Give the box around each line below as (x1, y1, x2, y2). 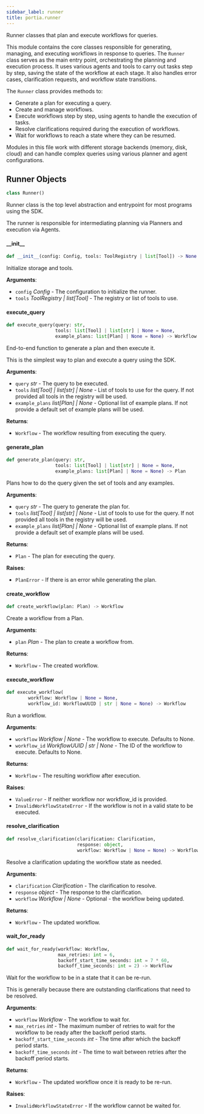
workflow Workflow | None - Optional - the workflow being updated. (15, 894, 185, 902)
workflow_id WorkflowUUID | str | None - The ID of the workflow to (15, 741, 183, 749)
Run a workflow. (6, 712, 47, 719)
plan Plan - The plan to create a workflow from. (15, 638, 134, 645)
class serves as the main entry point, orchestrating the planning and (6, 56, 177, 63)
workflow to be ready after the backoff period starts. (15, 1029, 147, 1037)
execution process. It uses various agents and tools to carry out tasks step (6, 62, 193, 70)
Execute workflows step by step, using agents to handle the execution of (15, 112, 197, 120)
